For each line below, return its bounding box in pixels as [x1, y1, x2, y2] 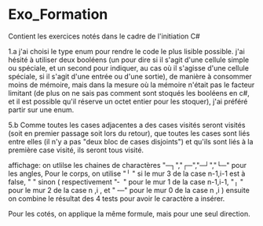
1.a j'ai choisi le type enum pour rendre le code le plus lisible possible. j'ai [8, 46, 245, 56]
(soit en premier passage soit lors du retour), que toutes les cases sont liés [8, 128, 250, 138]
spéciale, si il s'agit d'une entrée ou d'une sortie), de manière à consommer [8, 71, 253, 81]
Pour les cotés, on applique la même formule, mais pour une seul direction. [8, 209, 250, 218]
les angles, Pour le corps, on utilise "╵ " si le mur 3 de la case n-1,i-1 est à [8, 169, 246, 178]
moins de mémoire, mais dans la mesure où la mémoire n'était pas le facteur [8, 80, 255, 89]
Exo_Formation [8, 5, 108, 24]
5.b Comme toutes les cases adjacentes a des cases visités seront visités [8, 120, 246, 129]
